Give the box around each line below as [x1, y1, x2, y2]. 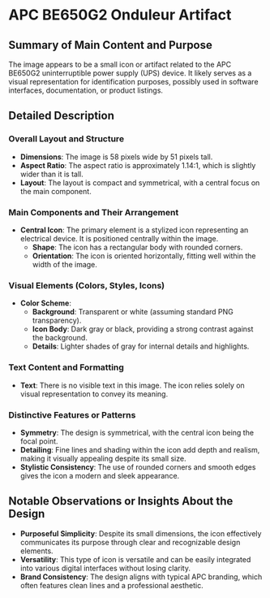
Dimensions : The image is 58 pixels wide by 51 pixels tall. [19, 152, 213, 162]
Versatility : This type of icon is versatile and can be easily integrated [19, 554, 251, 564]
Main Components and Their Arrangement [8, 206, 179, 218]
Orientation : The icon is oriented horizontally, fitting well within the [32, 250, 256, 261]
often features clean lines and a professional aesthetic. [19, 580, 204, 590]
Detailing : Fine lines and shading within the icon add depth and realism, [19, 444, 260, 454]
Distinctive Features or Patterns [8, 409, 136, 420]
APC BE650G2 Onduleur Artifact [8, 6, 232, 24]
